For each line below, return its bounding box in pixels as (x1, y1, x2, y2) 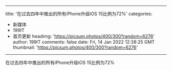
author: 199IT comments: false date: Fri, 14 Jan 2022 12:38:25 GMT (12, 39, 155, 45)
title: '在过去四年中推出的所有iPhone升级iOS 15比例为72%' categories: (5, 11, 153, 17)
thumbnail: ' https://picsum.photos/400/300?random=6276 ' (12, 44, 138, 50)
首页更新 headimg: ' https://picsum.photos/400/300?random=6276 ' (12, 33, 155, 39)
